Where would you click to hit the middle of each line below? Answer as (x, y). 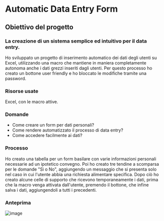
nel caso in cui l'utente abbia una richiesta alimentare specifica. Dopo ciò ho (82, 174)
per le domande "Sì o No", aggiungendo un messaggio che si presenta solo (81, 169)
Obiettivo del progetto (39, 27)
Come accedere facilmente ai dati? (47, 135)
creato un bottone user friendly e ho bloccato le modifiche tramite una (76, 73)
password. (16, 78)
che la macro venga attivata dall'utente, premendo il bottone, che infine (77, 185)
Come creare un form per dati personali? (53, 125)
